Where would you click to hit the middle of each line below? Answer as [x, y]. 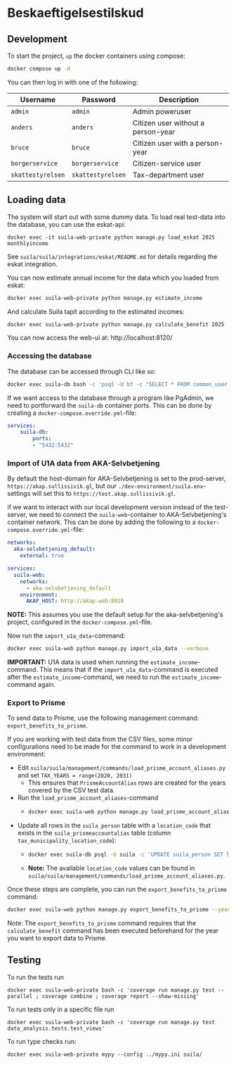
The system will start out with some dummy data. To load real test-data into [117, 217]
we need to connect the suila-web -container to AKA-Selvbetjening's [128, 515]
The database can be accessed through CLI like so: [82, 371]
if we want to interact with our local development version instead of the [110, 507]
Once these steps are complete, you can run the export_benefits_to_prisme [117, 890]
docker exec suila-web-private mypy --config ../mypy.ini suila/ [105, 1054]
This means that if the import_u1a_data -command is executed [129, 670]
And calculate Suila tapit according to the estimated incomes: [96, 311]
